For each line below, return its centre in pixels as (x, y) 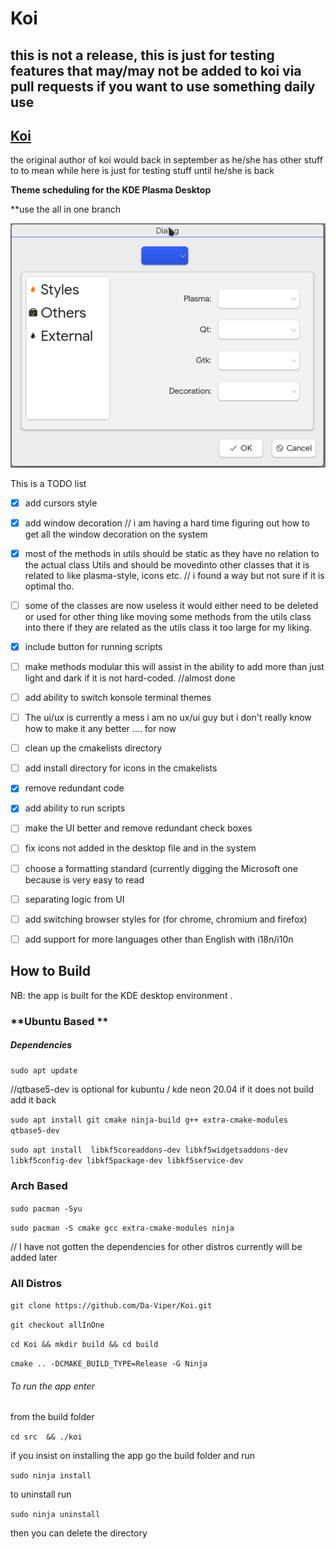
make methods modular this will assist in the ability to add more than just (174, 666)
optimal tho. (49, 586)
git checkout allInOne (57, 1325)
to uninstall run (41, 1494)
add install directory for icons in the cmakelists (121, 768)
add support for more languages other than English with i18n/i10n (159, 939)
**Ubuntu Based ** (59, 1021)
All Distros (36, 1283)
